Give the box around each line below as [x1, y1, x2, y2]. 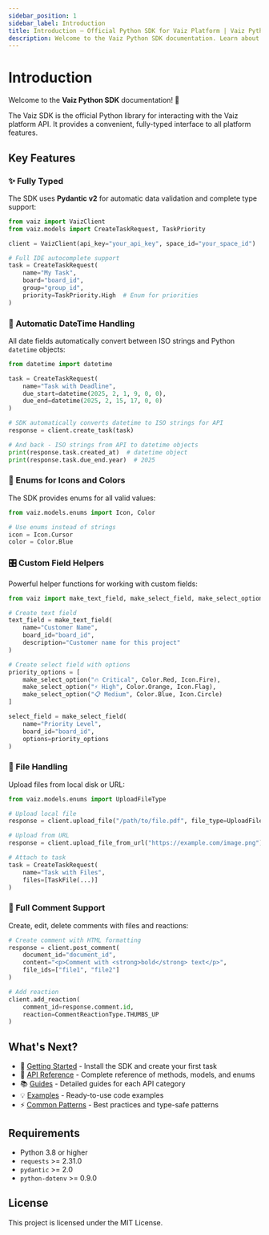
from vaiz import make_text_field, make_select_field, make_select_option [8, 594, 263, 602]
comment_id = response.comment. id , [22, 1003, 134, 1011]
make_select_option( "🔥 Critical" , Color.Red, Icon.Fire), [22, 675, 221, 683]
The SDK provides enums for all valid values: [8, 493, 156, 503]
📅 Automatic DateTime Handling [8, 318, 135, 329]
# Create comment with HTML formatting [8, 936, 142, 944]
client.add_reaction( [8, 995, 81, 1004]
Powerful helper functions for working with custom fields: [8, 579, 198, 589]
